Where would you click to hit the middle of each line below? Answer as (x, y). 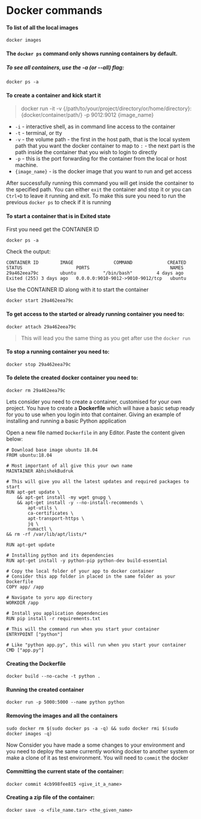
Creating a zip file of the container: (50, 797)
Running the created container (45, 690)
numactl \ (40, 529)
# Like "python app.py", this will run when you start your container (96, 645)
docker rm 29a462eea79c (36, 390)
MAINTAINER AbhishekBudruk (40, 471)
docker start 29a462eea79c (40, 301)
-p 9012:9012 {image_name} (119, 115)
